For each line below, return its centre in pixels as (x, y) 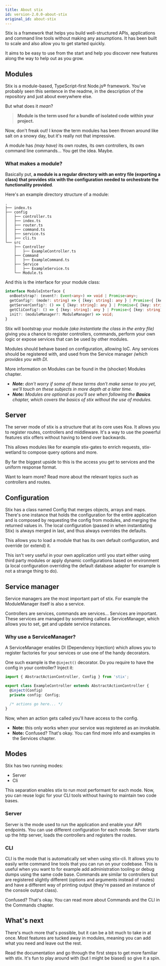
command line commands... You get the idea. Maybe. (59, 151)
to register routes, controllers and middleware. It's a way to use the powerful (83, 432)
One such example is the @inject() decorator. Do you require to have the (80, 663)
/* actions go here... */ (36, 704)
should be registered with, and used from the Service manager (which (76, 354)
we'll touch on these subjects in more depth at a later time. (72, 389)
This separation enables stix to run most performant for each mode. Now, (80, 790)
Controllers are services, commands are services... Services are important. (81, 613)
